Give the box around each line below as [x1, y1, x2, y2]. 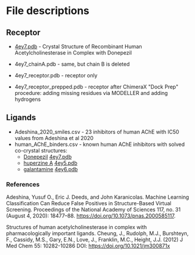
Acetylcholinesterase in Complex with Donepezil [14, 49, 132, 56]
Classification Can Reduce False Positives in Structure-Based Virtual [6, 200, 172, 207]
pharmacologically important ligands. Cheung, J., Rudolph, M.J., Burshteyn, [6, 230, 189, 237]
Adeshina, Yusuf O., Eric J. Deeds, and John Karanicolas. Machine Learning [6, 193, 189, 200]
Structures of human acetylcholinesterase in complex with [6, 224, 147, 231]
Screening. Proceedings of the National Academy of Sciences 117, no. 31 [6, 206, 181, 213]
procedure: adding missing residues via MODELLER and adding [14, 90, 169, 96]
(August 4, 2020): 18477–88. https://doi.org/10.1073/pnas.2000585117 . [6, 212, 176, 219]
